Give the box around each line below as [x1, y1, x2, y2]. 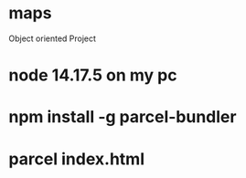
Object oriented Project [8, 33, 97, 44]
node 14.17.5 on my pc [8, 65, 177, 86]
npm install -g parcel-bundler [8, 107, 237, 128]
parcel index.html [8, 149, 145, 169]
